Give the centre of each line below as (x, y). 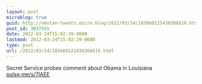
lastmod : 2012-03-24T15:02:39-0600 (51, 40)
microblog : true (26, 17)
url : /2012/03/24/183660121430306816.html (60, 51)
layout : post (23, 12)
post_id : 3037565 (28, 28)
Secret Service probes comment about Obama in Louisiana (79, 68)
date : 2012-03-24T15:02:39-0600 (47, 34)
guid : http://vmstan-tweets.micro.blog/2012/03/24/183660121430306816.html (103, 23)
